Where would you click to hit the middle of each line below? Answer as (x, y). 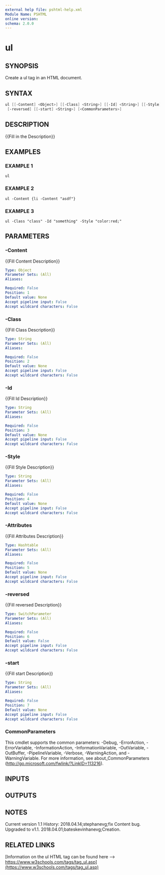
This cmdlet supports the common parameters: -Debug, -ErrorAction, (75, 742)
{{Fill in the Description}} (30, 136)
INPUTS (17, 779)
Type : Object (18, 270)
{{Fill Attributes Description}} (34, 536)
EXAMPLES (23, 152)
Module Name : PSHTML (26, 14)
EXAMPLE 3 (20, 211)
